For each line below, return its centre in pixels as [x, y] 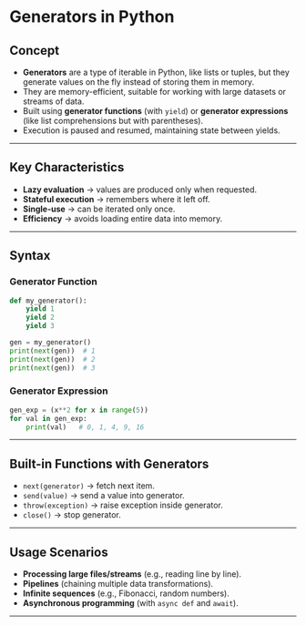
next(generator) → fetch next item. [88, 486]
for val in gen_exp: [49, 418]
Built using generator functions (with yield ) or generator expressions [155, 111]
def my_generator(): [49, 301]
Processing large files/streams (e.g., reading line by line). [132, 574]
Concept [35, 51]
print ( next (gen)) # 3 [52, 368]
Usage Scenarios [59, 552]
